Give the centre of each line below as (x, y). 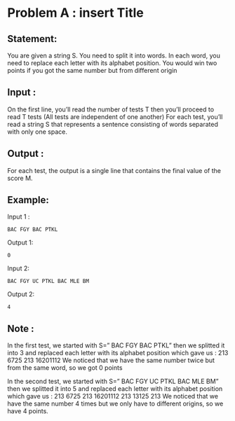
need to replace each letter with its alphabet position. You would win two (112, 63)
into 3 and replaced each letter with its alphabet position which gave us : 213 (118, 353)
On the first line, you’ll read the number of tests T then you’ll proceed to (111, 109)
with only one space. (38, 132)
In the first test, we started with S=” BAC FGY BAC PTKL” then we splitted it (116, 345)
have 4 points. (28, 411)
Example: (28, 200)
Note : (21, 328)
